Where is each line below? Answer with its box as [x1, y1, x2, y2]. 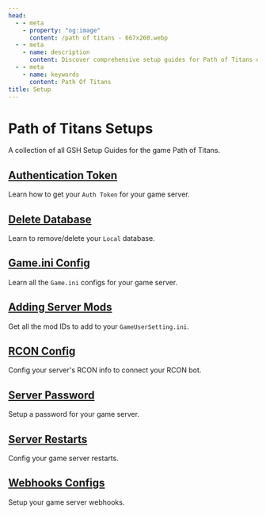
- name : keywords [22, 71, 80, 78]
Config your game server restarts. [8, 453, 119, 463]
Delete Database [8, 212, 93, 226]
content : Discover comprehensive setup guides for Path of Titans [28, 56, 253, 64]
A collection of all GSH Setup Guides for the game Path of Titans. [8, 146, 220, 155]
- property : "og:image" [22, 26, 101, 34]
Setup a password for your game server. [8, 410, 140, 419]
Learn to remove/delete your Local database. [8, 233, 156, 242]
